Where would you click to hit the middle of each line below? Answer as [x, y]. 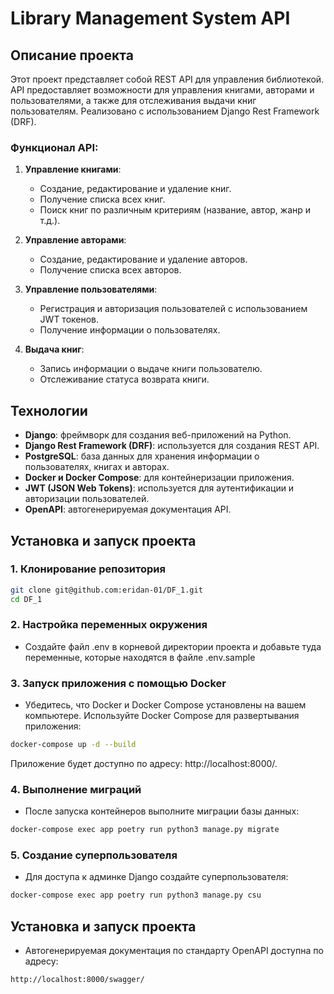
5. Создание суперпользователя [94, 855]
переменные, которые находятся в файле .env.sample [140, 657]
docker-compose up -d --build [73, 745]
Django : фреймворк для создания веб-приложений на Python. [158, 435]
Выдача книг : [54, 349]
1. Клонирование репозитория [88, 569]
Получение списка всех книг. [102, 199]
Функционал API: [54, 147]
